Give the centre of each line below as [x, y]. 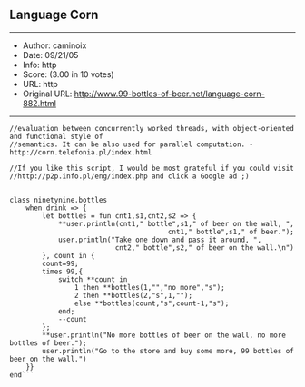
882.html [39, 103]
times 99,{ [63, 272]
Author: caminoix [54, 45]
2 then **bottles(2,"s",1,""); [133, 295]
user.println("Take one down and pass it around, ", [159, 240]
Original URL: [47, 94]
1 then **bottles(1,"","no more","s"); [149, 287]
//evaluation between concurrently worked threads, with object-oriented [152, 128]
